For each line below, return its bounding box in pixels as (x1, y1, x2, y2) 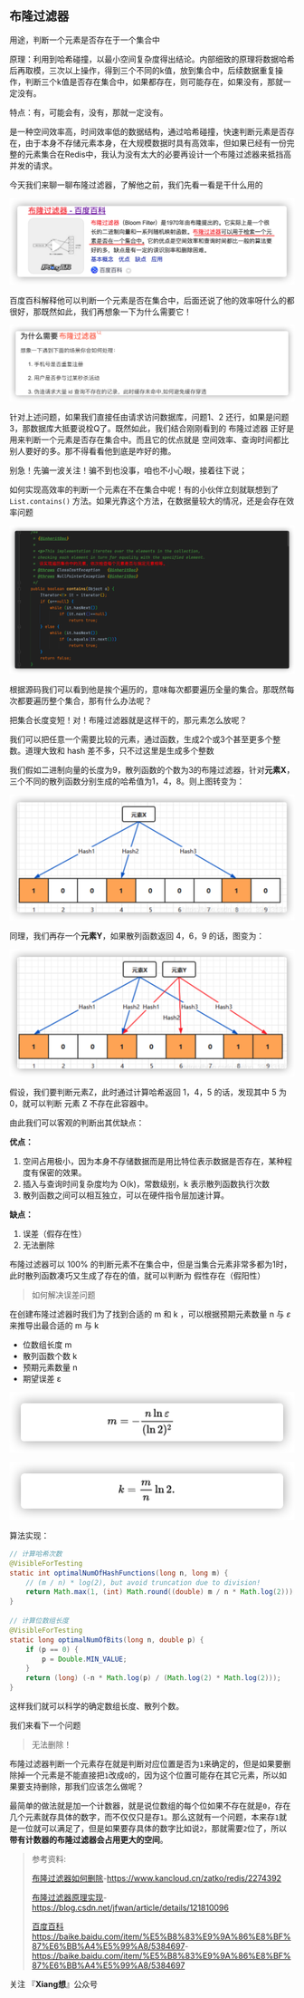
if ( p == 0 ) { (25, 1645, 79, 1654)
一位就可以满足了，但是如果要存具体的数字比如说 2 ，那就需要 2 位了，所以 (16, 1823, 288, 1834)
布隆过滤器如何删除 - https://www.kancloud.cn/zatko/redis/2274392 (31, 1873, 282, 1884)
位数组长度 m (22, 1339, 72, 1350)
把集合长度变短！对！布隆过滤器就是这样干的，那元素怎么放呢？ (9, 714, 247, 725)
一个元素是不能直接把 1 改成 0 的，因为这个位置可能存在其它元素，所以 (24, 1770, 280, 1781)
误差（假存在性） (22, 1229, 87, 1240)
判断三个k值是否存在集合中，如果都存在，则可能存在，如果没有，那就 (24, 76, 283, 87)
